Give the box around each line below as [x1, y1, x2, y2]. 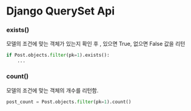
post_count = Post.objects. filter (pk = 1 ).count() [6, 98, 132, 105]
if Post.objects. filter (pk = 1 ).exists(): [6, 52, 110, 59]
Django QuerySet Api [6, 4, 115, 18]
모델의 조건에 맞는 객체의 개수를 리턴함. [6, 86, 99, 94]
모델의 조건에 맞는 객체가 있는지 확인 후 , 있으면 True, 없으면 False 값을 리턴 [6, 40, 186, 48]
